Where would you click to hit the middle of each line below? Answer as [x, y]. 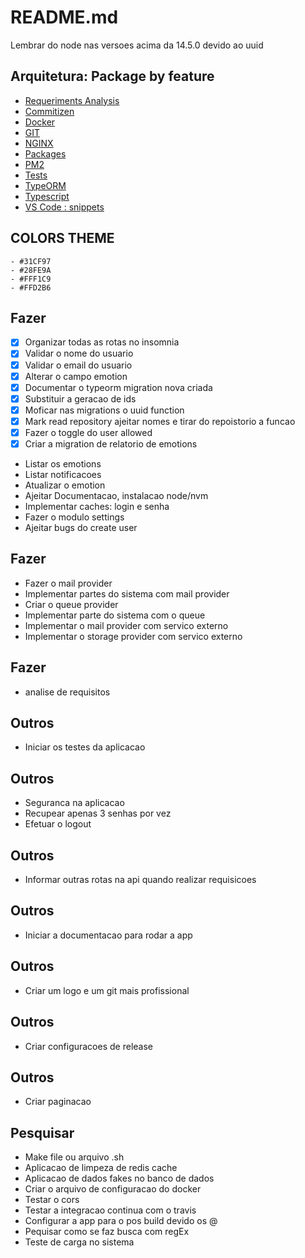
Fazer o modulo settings [74, 517]
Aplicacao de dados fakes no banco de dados [119, 1178]
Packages [45, 153]
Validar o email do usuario [78, 365]
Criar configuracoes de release [88, 1046]
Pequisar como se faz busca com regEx [107, 1232]
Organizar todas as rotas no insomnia [102, 342]
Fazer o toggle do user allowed [88, 432]
